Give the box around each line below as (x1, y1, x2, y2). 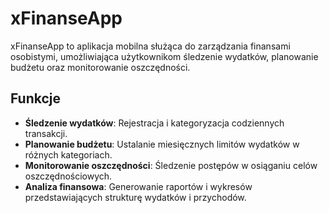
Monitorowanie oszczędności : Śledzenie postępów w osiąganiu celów (24, 159, 318, 171)
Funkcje (10, 90, 62, 107)
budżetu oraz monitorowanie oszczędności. (10, 61, 191, 73)
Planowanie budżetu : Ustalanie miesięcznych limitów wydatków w (24, 138, 300, 150)
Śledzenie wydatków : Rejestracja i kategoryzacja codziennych (24, 117, 285, 129)
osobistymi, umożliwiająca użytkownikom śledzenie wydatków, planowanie (10, 50, 319, 62)
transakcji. (24, 127, 68, 139)
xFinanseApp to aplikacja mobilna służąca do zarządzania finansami (10, 40, 291, 52)
